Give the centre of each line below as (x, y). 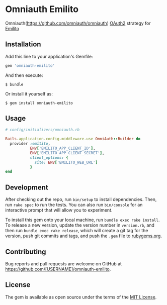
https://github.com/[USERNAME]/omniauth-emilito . (58, 269)
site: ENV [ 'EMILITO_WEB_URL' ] (66, 162)
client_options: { (49, 158)
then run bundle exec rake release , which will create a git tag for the (77, 231)
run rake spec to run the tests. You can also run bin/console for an (74, 205)
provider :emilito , (30, 144)
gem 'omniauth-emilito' (30, 66)
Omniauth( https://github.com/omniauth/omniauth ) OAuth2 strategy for (78, 23)
